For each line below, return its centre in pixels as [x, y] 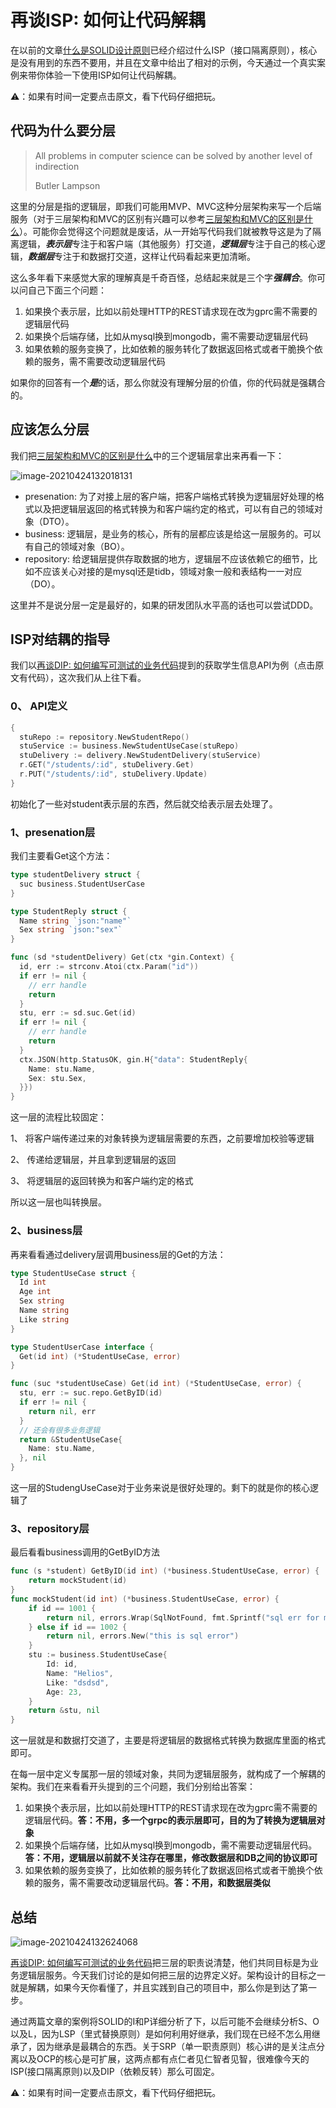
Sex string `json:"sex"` [71, 930]
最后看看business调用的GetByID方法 [85, 1552]
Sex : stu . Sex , [57, 1078]
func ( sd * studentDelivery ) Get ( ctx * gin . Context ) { [122, 957]
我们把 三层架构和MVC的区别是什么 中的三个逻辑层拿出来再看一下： [147, 455]
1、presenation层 [53, 832]
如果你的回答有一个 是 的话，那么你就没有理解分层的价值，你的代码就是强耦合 [168, 382]
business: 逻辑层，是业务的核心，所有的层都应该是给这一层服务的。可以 [173, 533]
